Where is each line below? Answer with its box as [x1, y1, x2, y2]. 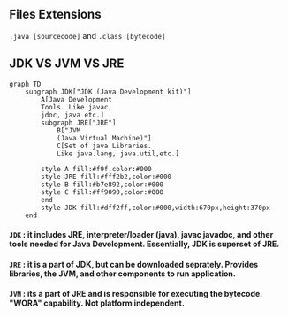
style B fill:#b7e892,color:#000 [41, 180, 164, 189]
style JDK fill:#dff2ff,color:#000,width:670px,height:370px [41, 203, 271, 212]
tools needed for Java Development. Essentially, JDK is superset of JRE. [9, 238, 280, 250]
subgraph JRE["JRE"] [41, 118, 117, 127]
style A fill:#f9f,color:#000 [41, 164, 152, 173]
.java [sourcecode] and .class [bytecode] [9, 30, 166, 41]
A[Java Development [41, 94, 113, 104]
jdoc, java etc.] [41, 110, 104, 119]
